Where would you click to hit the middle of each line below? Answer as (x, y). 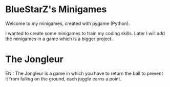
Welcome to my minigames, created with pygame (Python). (68, 23)
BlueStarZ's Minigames (56, 9)
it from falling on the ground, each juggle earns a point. (63, 79)
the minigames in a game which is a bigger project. (59, 39)
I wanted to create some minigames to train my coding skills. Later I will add (85, 33)
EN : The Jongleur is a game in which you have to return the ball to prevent (84, 73)
